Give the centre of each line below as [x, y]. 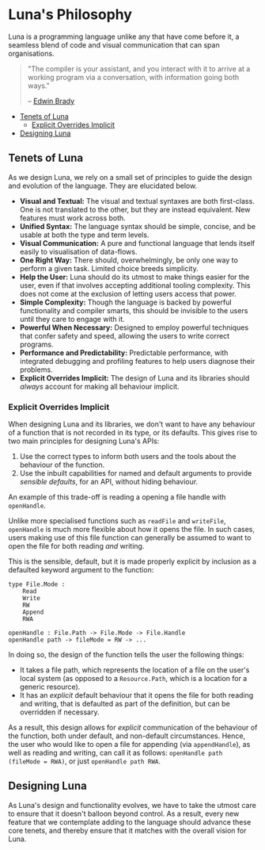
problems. [36, 369]
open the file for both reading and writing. [76, 546]
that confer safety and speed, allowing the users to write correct [125, 335]
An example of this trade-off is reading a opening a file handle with [117, 497]
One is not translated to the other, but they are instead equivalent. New [135, 209]
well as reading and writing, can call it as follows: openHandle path [115, 753]
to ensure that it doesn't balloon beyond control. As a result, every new [124, 814]
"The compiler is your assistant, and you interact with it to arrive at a [139, 68]
